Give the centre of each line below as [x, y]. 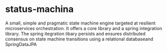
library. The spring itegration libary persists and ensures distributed [75, 33]
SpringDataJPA [21, 44]
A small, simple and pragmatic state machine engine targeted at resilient [80, 23]
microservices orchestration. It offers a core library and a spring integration [84, 28]
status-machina [39, 9]
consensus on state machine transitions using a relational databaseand [79, 39]
